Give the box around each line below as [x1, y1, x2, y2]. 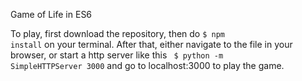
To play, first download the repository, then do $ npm [10, 28, 225, 39]
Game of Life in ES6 [10, 9, 93, 20]
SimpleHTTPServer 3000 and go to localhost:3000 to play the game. [10, 60, 285, 71]
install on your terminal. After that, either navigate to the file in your [10, 39, 293, 50]
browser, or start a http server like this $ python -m [10, 49, 224, 61]
